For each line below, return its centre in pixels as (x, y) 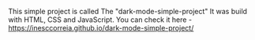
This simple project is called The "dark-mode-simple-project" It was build (127, 11)
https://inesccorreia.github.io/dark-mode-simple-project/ (101, 28)
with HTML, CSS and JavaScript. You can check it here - (100, 20)
